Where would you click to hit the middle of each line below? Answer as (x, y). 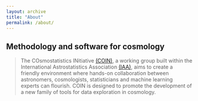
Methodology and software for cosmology (85, 46)
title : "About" (25, 17)
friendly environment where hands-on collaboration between (95, 73)
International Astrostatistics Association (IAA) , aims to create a (97, 67)
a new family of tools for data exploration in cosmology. (88, 92)
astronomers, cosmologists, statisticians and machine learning (97, 80)
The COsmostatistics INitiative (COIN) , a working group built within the (106, 61)
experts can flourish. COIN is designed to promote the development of (106, 86)
